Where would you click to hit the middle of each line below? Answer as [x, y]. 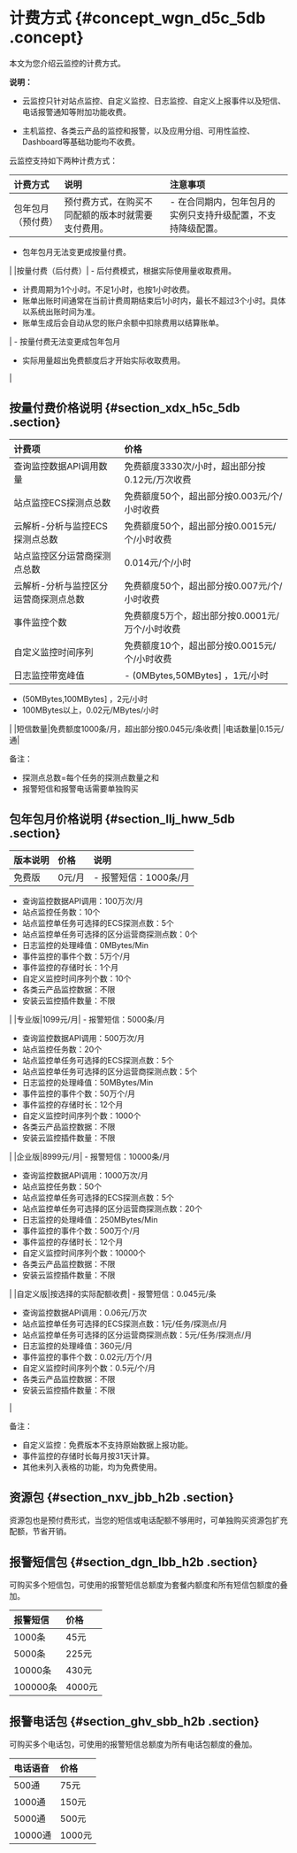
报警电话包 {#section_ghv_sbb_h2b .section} [134, 1722]
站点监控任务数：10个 [61, 912]
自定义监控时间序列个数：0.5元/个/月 [89, 1368]
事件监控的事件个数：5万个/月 [76, 956]
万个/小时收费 [152, 629]
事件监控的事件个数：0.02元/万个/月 [87, 1356]
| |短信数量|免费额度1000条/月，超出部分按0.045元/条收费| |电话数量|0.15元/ [147, 729]
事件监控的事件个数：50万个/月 [78, 1093]
